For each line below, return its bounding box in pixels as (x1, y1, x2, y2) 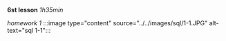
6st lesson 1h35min (7, 6, 64, 14)
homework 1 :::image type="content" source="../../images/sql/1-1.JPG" (7, 19, 208, 27)
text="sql (7, 27, 33, 34)
